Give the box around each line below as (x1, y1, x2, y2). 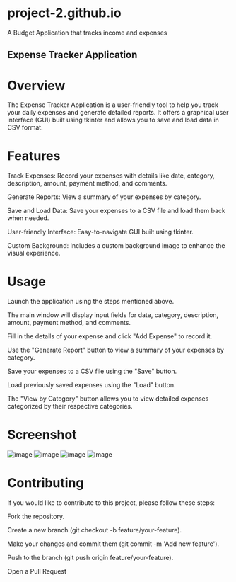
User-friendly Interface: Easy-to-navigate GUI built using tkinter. (7, 228, 194, 236)
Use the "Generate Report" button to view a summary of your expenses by (7, 346, 225, 355)
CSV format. (7, 123, 44, 132)
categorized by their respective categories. (7, 402, 133, 411)
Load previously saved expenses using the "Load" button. (7, 381, 176, 389)
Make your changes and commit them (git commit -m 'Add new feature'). (7, 540, 220, 548)
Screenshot (7, 427, 77, 443)
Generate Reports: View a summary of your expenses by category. (7, 193, 201, 201)
